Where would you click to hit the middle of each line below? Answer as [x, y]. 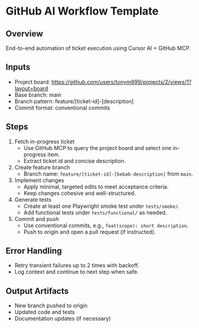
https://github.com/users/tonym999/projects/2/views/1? [121, 82]
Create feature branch [42, 167]
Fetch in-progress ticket [45, 142]
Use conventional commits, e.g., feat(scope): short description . [106, 225]
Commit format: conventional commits [62, 108]
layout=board [31, 88]
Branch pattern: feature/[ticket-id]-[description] [74, 101]
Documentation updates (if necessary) [62, 319]
